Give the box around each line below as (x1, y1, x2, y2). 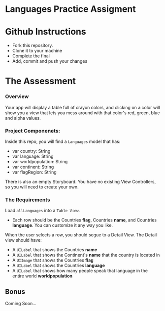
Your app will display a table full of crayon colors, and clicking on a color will (5, 104, 160, 110)
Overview (5, 93, 29, 100)
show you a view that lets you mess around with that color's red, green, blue (5, 110, 160, 116)
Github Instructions (5, 26, 86, 38)
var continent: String (12, 164, 54, 170)
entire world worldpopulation (12, 273, 73, 279)
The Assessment (5, 76, 76, 87)
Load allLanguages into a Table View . (5, 208, 80, 214)
